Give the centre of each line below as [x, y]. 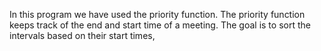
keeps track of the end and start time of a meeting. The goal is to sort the [160, 25]
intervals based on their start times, [82, 35]
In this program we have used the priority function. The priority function [157, 14]
